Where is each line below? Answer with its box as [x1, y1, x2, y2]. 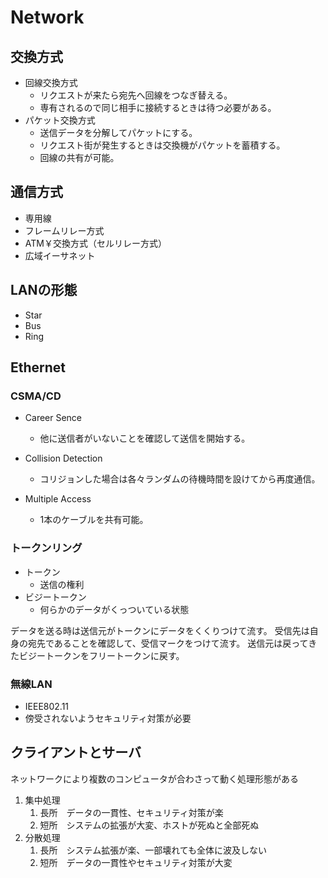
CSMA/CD [10, 389, 62, 403]
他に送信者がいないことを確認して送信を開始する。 [39, 432, 251, 445]
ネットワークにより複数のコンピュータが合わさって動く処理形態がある [10, 772, 300, 785]
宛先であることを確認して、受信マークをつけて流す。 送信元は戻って [27, 637, 309, 649]
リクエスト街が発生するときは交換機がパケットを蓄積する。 [39, 139, 286, 151]
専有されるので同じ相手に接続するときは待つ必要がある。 [39, 102, 277, 113]
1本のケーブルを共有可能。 [39, 514, 149, 526]
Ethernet [10, 359, 67, 376]
